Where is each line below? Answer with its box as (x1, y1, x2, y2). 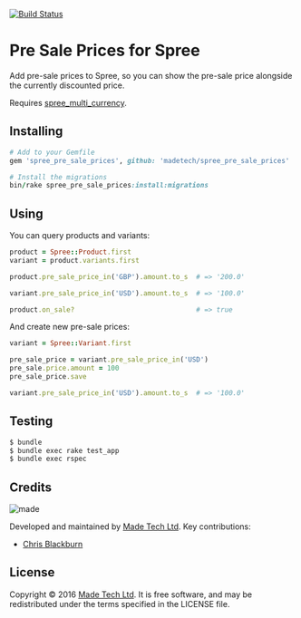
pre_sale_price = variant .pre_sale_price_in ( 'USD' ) (9, 355, 209, 364)
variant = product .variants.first (9, 256, 141, 265)
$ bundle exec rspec (9, 454, 88, 464)
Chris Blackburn (22, 539, 83, 550)
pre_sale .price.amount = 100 (9, 363, 120, 373)
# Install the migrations (9, 172, 107, 181)
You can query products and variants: (9, 230, 150, 241)
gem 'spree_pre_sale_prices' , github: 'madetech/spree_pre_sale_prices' (9, 156, 290, 165)
